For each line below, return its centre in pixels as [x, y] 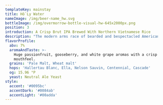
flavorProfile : [20, 41]
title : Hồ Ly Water [25, 14]
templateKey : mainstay [28, 9]
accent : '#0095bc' [28, 86]
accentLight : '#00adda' [33, 95]
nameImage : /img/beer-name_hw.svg [40, 18]
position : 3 [17, 28]
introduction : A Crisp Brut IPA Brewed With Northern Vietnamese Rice [78, 32]
